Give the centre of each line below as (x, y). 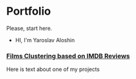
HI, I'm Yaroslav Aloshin (45, 40)
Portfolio (29, 11)
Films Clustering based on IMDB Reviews (68, 56)
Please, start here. (29, 28)
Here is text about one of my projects (53, 69)
